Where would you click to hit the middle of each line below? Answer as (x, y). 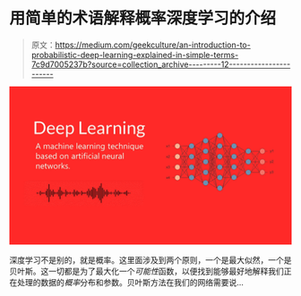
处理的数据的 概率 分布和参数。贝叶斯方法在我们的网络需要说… (130, 283)
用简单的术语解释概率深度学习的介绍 (143, 18)
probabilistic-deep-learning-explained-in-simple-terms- (135, 55)
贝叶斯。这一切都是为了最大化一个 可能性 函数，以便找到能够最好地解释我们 (146, 271)
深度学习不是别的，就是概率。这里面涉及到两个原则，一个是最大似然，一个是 (150, 260)
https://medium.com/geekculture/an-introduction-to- (153, 45)
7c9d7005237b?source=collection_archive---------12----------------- (161, 64)
